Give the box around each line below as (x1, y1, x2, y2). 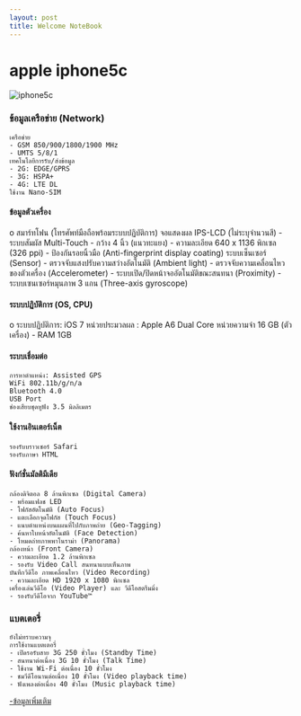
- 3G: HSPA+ (9, 172, 54, 181)
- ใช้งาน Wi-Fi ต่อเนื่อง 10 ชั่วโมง (9, 664, 112, 674)
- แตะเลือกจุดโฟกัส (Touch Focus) (9, 513, 117, 522)
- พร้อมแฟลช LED (9, 497, 63, 506)
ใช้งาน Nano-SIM (9, 188, 61, 197)
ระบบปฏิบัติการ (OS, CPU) (9, 298, 93, 310)
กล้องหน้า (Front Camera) (9, 544, 94, 553)
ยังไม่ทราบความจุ (9, 632, 51, 642)
